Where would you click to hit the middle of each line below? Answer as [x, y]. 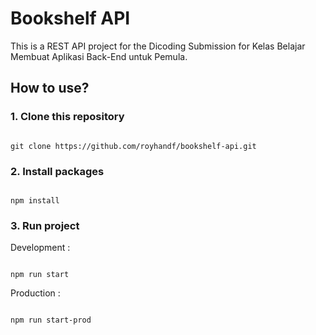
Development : [40, 248]
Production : [35, 293]
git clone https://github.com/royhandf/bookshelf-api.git [133, 146]
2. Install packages [57, 171]
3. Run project [45, 225]
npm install [35, 200]
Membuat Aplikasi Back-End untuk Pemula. [99, 56]
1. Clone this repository [67, 117]
